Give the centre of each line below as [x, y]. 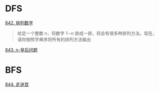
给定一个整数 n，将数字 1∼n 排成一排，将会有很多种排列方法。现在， [87, 33]
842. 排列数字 [19, 23]
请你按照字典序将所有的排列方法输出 [54, 39]
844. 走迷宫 [17, 84]
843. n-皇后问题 [21, 50]
